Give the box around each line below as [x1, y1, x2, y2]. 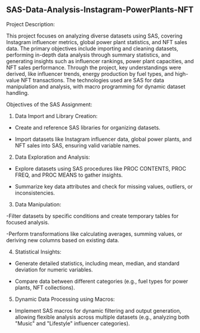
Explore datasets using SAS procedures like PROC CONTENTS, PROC [14, 165, 186, 172]
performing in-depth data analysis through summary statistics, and [6, 51, 171, 58]
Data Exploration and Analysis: [14, 153, 91, 161]
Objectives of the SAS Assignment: [6, 101, 93, 108]
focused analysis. [6, 218, 50, 226]
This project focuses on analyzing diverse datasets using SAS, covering [6, 32, 183, 39]
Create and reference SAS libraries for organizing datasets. [14, 124, 161, 131]
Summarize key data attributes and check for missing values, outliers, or [14, 183, 193, 190]
